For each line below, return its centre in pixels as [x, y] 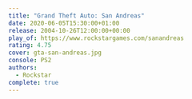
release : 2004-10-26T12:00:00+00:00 [69, 30]
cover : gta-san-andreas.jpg [55, 53]
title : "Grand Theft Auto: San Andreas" [77, 16]
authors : [23, 68]
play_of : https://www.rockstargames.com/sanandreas [96, 38]
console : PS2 [30, 61]
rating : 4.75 [30, 46]
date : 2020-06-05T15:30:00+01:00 [64, 23]
